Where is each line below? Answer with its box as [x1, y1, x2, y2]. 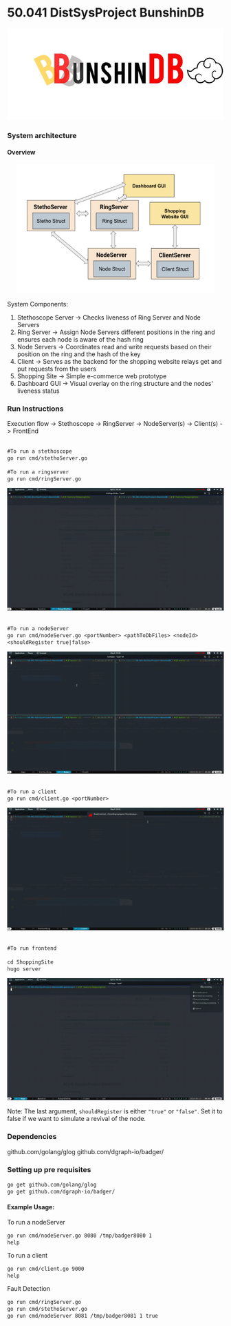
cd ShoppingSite [7, 958, 54, 966]
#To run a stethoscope [7, 448, 72, 455]
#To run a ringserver [7, 469, 69, 476]
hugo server [7, 965, 41, 973]
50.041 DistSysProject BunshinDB [7, 5, 205, 21]
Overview [7, 148, 36, 156]
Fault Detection [7, 1285, 50, 1293]
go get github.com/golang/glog [7, 1182, 97, 1189]
